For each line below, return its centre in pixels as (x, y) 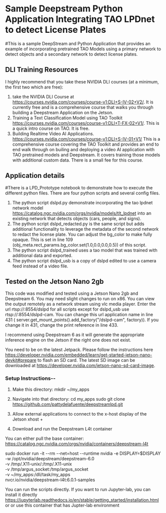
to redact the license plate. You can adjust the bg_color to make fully (82, 234)
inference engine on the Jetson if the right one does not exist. (68, 340)
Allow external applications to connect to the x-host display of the (80, 414)
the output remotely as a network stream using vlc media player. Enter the (81, 304)
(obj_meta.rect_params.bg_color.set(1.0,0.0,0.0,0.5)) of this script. (79, 245)
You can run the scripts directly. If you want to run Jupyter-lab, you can (78, 489)
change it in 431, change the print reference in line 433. (62, 325)
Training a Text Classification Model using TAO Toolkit (67, 118)
